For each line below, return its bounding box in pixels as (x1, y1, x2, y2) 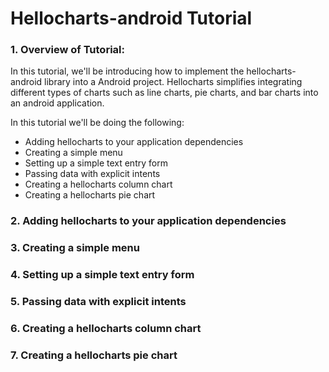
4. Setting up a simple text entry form (10, 268, 195, 282)
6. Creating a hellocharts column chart (10, 322, 202, 336)
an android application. (10, 97, 105, 109)
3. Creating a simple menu (10, 241, 140, 255)
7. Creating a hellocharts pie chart (10, 348, 178, 362)
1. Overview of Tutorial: (10, 43, 125, 57)
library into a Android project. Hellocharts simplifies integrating (44, 76, 303, 88)
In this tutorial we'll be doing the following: (10, 117, 185, 129)
